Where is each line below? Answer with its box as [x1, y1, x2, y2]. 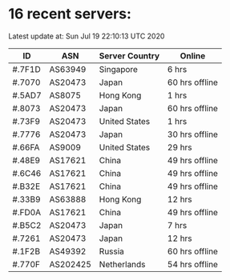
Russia [99, 246, 124, 257]
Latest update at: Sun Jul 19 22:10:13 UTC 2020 [8, 31, 165, 41]
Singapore [99, 63, 139, 74]
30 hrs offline [167, 129, 219, 140]
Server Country [99, 50, 160, 61]
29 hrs [167, 142, 192, 153]
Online [180, 50, 206, 61]
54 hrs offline [167, 258, 219, 270]
